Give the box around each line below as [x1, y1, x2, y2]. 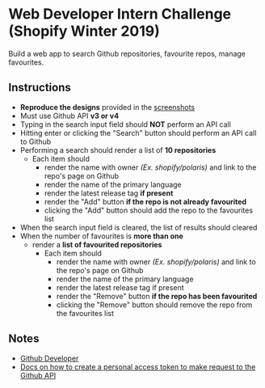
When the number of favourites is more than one [19, 231, 183, 241]
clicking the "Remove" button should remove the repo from [56, 300, 253, 310]
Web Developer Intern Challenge [8, 5, 232, 23]
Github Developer [19, 353, 79, 363]
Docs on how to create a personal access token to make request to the [19, 361, 256, 372]
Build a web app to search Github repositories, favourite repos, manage [8, 48, 246, 58]
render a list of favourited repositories [32, 239, 162, 249]
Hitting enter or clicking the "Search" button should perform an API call [19, 128, 257, 137]
